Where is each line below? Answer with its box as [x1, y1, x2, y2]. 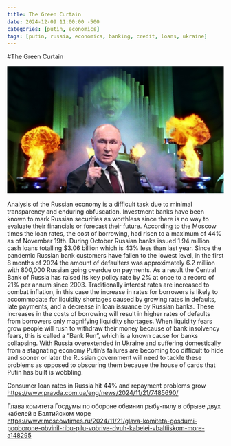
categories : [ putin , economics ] [7, 25, 100, 32]
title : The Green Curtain [7, 11, 81, 18]
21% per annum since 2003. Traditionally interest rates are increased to [7, 280, 210, 289]
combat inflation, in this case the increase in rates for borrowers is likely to [7, 288, 219, 296]
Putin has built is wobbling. [7, 368, 84, 377]
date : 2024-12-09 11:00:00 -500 [7, 18, 100, 25]
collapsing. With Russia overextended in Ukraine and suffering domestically [7, 339, 221, 347]
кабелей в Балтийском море [7, 410, 91, 418]
